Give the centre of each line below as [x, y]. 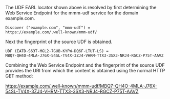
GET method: [19, 76]
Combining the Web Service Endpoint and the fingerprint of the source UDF [85, 65]
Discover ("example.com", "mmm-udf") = [48, 28]
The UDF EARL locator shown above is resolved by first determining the [81, 7]
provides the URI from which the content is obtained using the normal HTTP [85, 71]
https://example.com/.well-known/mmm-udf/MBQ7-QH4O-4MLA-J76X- [81, 86]
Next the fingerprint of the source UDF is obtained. [59, 42]
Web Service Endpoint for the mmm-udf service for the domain [72, 13]
